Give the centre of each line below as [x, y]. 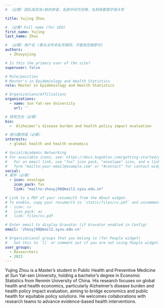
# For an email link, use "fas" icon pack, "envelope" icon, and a [77, 162]
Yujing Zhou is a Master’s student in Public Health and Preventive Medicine [80, 270]
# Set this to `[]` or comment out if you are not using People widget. [83, 242]
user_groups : [18, 247]
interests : [16, 139]
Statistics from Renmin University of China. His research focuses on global [80, 281]
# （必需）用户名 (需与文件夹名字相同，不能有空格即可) [54, 45]
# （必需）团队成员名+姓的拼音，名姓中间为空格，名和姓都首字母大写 [65, 10]
